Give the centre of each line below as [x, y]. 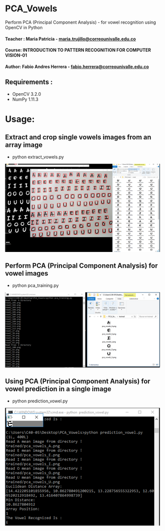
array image [24, 145]
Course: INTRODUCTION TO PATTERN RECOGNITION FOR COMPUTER [78, 50]
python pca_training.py [35, 285]
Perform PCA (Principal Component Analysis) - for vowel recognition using [81, 22]
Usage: [20, 119]
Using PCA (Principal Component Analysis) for [78, 381]
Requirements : [29, 82]
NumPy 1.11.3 [25, 99]
